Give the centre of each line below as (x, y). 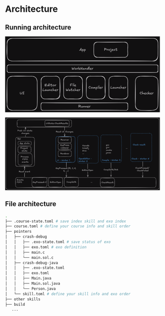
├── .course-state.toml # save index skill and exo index (66, 221)
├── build (15, 304)
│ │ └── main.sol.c (29, 257)
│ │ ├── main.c (25, 252)
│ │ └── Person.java (30, 289)
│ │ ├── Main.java (28, 279)
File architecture (31, 204)
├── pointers (18, 232)
